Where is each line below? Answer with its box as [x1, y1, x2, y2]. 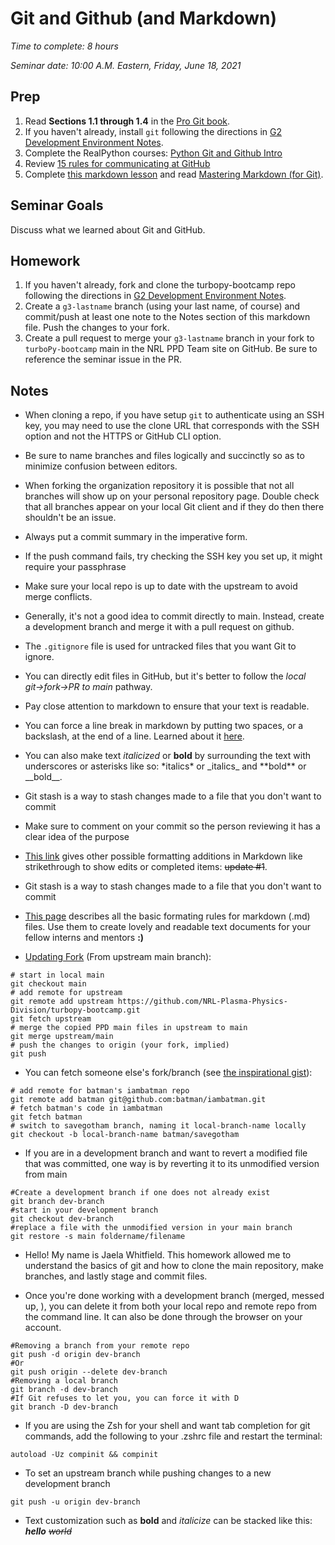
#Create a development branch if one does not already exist [10, 1188, 271, 1198]
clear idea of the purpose [24, 831, 130, 843]
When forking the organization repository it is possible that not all [24, 480, 295, 492]
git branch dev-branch [10, 1197, 105, 1207]
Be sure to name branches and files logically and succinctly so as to [24, 450, 305, 462]
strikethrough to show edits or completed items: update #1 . [24, 861, 268, 873]
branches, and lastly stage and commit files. [24, 1270, 208, 1282]
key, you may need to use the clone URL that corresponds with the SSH [24, 420, 320, 432]
